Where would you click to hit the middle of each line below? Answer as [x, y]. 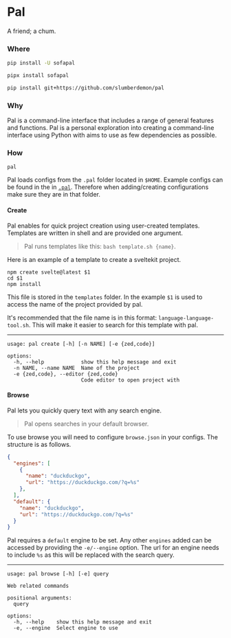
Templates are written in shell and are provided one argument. [95, 233]
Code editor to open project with [130, 380]
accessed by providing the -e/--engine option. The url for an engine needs [113, 548]
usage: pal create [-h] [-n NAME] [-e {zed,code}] [81, 344]
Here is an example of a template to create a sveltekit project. [94, 259]
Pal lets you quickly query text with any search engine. [84, 410]
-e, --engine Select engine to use [66, 628]
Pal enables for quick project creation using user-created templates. [103, 225]
